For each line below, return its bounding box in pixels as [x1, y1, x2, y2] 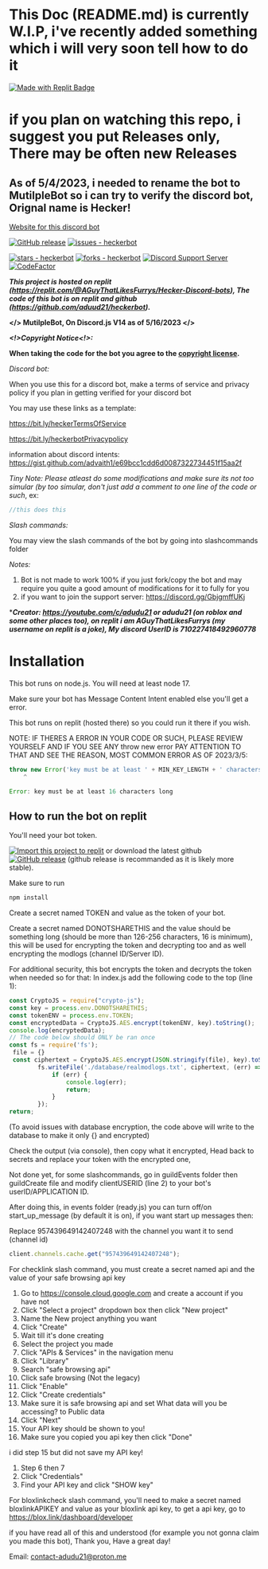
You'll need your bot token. [9, 831, 98, 840]
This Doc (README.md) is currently [9, 6, 250, 24]
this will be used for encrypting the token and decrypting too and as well [9, 941, 247, 950]
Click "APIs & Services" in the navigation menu [20, 1348, 174, 1357]
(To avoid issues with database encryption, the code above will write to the [9, 1122, 254, 1132]
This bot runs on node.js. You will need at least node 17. [9, 679, 191, 688]
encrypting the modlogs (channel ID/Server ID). [9, 949, 165, 959]
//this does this [9, 506, 67, 514]
